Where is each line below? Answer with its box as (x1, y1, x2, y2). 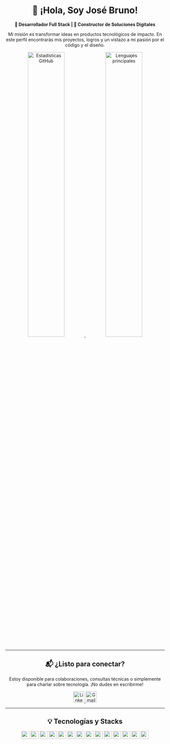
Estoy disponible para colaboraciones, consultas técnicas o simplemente (9, 676, 161, 682)
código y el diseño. (65, 42, 105, 48)
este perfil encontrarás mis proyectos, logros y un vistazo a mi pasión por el (6, 37, 164, 43)
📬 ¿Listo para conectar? (45, 660, 125, 668)
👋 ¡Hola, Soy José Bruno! (32, 5, 138, 16)
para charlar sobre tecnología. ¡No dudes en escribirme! (26, 681, 144, 687)
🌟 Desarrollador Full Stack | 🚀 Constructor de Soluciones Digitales (14, 21, 156, 27)
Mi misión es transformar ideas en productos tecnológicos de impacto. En (8, 31, 162, 37)
